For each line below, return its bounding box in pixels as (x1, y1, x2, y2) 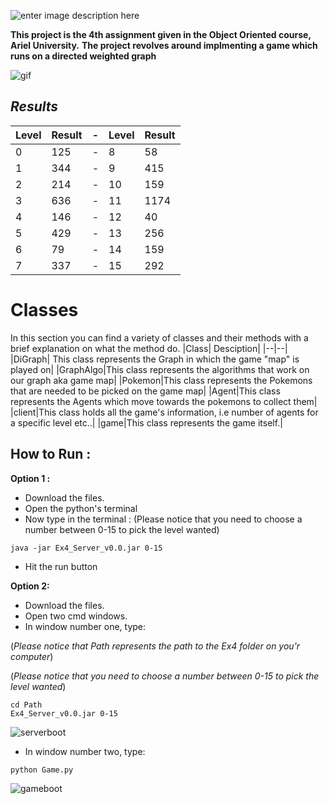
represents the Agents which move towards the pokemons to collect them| (10, 395, 318, 407)
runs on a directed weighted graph (10, 50, 157, 62)
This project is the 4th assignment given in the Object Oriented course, (10, 29, 312, 40)
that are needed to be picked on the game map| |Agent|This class (10, 385, 281, 397)
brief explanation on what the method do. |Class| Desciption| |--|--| (10, 342, 288, 354)
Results (10, 98, 59, 115)
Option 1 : (10, 472, 51, 484)
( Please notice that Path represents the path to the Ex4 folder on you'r (10, 640, 301, 652)
